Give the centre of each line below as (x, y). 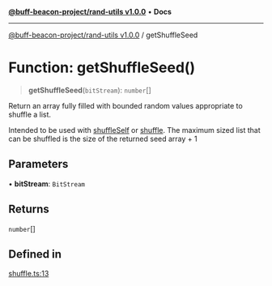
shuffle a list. (30, 114)
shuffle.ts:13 (29, 274)
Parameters (38, 164)
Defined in (35, 254)
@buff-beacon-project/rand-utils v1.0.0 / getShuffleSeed (103, 35)
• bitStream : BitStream (47, 184)
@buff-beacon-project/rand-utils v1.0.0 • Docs (90, 12)
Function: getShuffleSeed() (102, 68)
